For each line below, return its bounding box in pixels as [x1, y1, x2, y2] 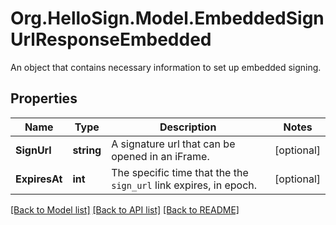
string [72, 143, 102, 157]
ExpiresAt [15, 172, 63, 186]
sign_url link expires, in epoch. [111, 178, 258, 192]
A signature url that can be [111, 137, 236, 151]
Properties [10, 90, 78, 107]
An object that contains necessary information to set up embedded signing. [10, 61, 322, 73]
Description [159, 120, 217, 134]
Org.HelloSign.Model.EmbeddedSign [10, 7, 325, 30]
